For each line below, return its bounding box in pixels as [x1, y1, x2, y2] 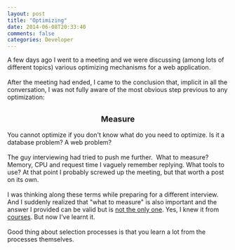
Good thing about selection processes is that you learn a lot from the [7, 228, 206, 236]
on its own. [7, 176, 39, 184]
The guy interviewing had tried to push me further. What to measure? [7, 153, 209, 162]
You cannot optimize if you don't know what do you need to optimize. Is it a [7, 131, 225, 139]
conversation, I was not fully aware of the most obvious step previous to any [7, 86, 228, 94]
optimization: [7, 93, 45, 102]
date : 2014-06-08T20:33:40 [7, 23, 86, 30]
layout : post [7, 10, 46, 18]
